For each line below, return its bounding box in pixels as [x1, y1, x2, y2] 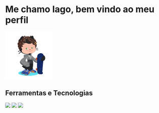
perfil [5, 14, 29, 26]
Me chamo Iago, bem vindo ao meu [5, 4, 155, 15]
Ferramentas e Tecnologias [5, 89, 93, 97]
